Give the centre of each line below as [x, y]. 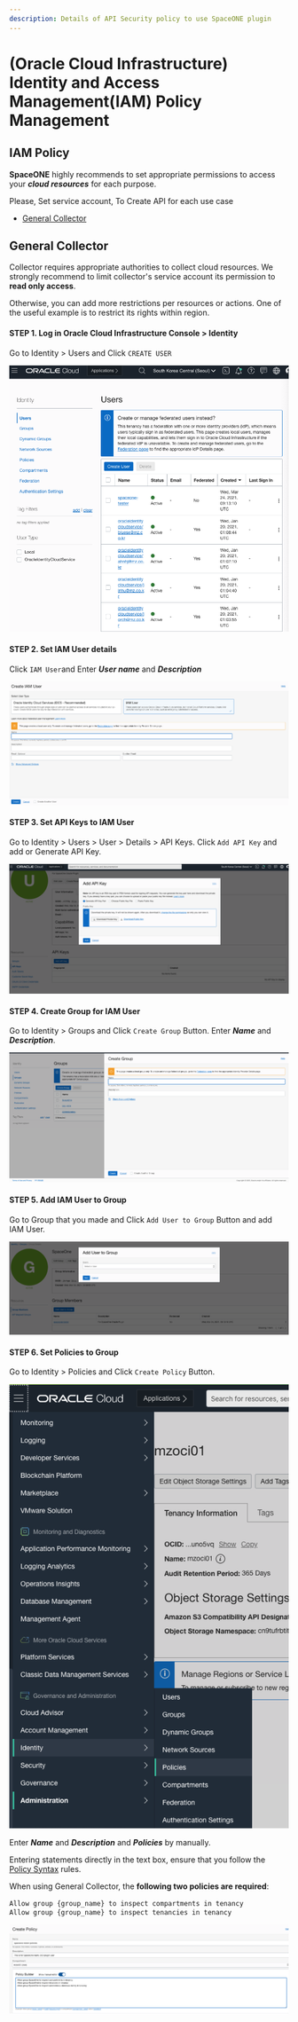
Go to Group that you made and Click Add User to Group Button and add [141, 1219]
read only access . [43, 286]
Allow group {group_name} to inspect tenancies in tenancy [121, 1912]
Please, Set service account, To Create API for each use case [122, 201]
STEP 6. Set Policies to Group [64, 1352]
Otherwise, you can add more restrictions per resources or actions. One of [145, 303]
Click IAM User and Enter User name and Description [106, 669]
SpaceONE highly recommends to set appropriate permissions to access [142, 174]
